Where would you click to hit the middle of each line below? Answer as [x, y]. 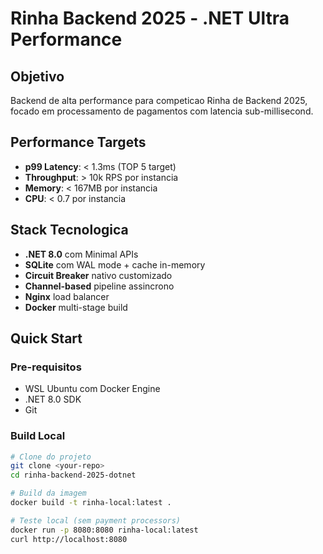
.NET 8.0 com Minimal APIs [81, 254]
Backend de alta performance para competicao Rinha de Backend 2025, [159, 100]
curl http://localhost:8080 [69, 539]
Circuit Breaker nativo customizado [98, 275]
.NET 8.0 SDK [53, 399]
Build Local [38, 436]
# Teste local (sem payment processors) [96, 520]
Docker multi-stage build [76, 307]
